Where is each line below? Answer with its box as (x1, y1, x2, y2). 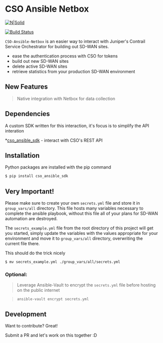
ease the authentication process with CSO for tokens (12, 53, 118, 59)
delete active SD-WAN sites (12, 63, 67, 69)
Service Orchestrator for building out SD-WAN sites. (5, 43, 109, 49)
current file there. (5, 241, 40, 247)
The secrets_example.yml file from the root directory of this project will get (5, 225, 154, 231)
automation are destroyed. (5, 216, 58, 222)
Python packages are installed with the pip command (5, 164, 112, 170)
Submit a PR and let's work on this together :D (5, 332, 97, 338)
